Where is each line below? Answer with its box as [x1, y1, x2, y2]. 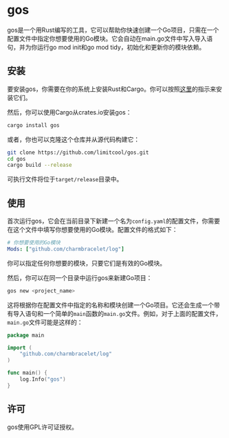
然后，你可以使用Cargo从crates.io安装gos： [7, 108, 132, 116]
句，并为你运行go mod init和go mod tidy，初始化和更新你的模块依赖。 [7, 43, 206, 51]
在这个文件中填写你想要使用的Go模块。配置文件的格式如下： [7, 226, 178, 234]
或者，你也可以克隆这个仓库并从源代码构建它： [7, 135, 140, 143]
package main [7, 332, 45, 339]
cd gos [7, 155, 26, 162]
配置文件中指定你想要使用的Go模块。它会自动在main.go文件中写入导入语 [7, 34, 213, 43]
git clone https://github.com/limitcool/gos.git [7, 149, 149, 156]
